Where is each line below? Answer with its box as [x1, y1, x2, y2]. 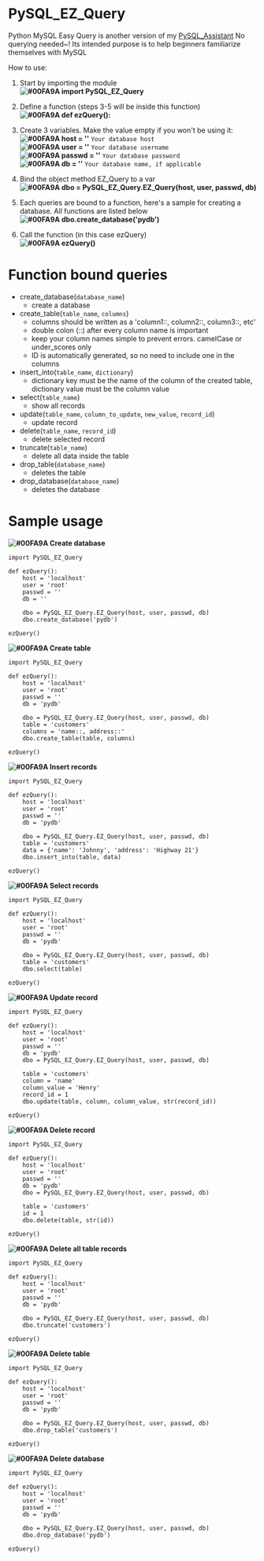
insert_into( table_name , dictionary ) [19, 367, 134, 377]
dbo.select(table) [22, 965, 83, 973]
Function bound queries [8, 266, 168, 284]
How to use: [8, 62, 47, 72]
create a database [31, 300, 91, 310]
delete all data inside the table [31, 451, 129, 460]
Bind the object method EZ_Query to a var [19, 174, 156, 184]
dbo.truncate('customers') [22, 1321, 111, 1329]
